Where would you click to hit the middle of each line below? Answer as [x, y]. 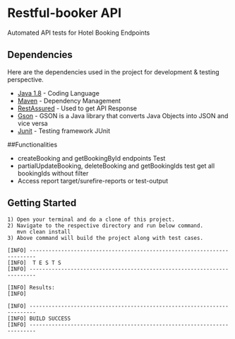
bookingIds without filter [53, 173]
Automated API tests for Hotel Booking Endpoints [79, 33]
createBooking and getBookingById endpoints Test [91, 158]
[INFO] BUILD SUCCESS [39, 318]
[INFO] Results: [31, 287]
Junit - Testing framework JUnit [64, 131]
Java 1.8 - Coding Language [59, 93]
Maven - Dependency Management [69, 100]
